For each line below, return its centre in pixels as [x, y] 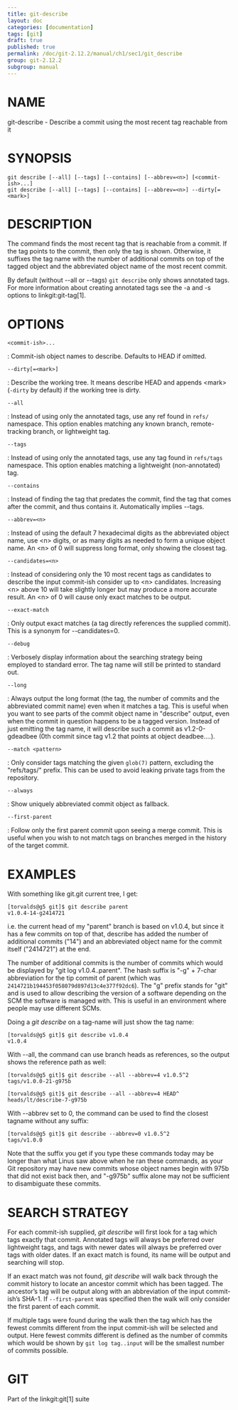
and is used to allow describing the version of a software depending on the [117, 993]
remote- [202, 424]
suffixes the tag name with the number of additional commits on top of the [116, 259]
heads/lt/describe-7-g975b [47, 1100]
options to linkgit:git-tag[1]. [47, 296]
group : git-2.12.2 [34, 61]
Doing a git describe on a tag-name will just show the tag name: [101, 1022]
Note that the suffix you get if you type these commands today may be [111, 1154]
